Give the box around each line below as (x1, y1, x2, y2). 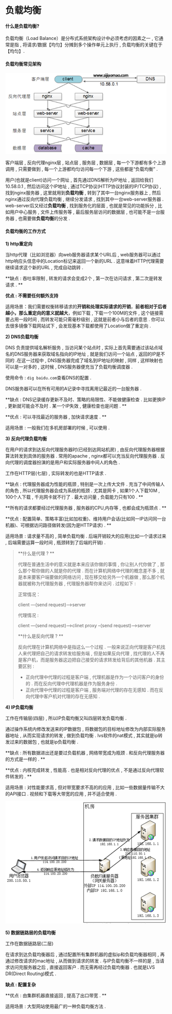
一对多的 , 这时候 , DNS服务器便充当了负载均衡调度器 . (18, 364, 133, 370)
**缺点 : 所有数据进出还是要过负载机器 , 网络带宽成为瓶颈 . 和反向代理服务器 (5, 749, 165, 755)
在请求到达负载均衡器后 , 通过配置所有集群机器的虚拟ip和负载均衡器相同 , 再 (5, 951, 165, 957)
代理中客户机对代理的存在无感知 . (30, 693, 100, 699)
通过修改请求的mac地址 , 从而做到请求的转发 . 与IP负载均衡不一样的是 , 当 (5, 958, 160, 964)
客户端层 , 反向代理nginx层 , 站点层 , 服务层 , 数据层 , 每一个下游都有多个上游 (5, 160, 166, 166)
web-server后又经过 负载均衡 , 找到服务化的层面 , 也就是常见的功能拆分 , (5, 203, 157, 209)
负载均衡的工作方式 (5, 228, 46, 234)
